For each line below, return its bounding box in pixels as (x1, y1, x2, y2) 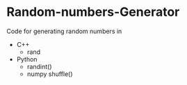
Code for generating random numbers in (6, 27, 122, 35)
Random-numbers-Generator (6, 4, 180, 20)
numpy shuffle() (26, 70, 74, 78)
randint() (26, 62, 53, 70)
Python (16, 55, 38, 63)
